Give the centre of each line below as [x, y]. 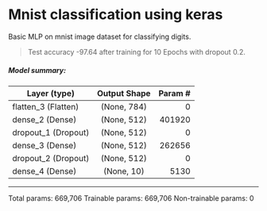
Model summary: [37, 70]
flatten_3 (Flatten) [46, 106]
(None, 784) [124, 106]
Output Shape [124, 93]
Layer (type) [51, 93]
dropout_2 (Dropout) [51, 158]
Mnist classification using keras [116, 15]
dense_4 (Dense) [44, 171]
